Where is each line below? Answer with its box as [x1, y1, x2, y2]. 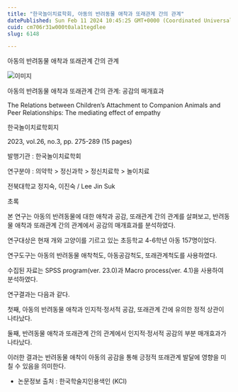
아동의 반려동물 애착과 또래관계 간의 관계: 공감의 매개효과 [7, 86, 164, 96]
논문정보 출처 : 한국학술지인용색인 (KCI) [17, 377, 127, 386]
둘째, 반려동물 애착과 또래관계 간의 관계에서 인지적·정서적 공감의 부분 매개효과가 [7, 329, 227, 337]
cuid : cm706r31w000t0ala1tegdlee [7, 23, 106, 30]
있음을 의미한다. [22, 362, 66, 371]
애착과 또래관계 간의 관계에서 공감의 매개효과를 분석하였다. [14, 221, 176, 230]
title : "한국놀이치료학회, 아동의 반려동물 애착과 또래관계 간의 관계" [7, 10, 184, 18]
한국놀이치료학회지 [7, 123, 59, 132]
